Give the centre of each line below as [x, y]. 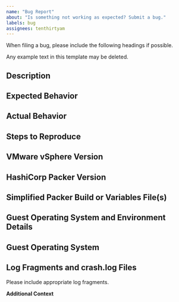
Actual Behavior [37, 116]
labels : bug [21, 23]
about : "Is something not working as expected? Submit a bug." [86, 17]
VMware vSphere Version [55, 157]
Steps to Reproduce [44, 136]
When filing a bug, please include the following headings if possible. [90, 45]
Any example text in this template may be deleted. [67, 57]
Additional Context [30, 294]
